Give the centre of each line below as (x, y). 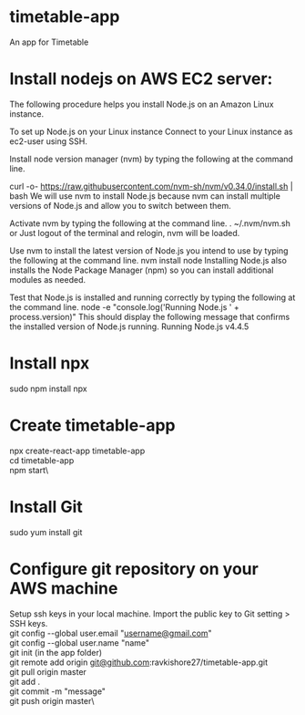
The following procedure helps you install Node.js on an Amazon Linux (142, 104)
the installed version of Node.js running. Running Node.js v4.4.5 (129, 326)
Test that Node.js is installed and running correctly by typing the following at (152, 297)
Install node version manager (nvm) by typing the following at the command (152, 159)
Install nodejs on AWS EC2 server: (141, 79)
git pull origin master (48, 671)
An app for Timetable (49, 42)
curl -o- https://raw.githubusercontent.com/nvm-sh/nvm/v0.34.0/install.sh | (151, 186)
